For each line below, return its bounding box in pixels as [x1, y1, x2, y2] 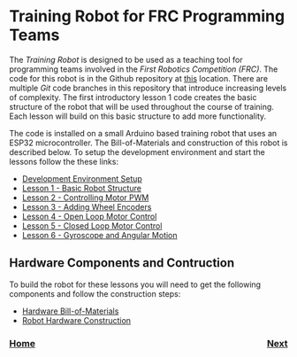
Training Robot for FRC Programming [9, 6, 286, 27]
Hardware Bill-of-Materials [21, 306, 119, 316]
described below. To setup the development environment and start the [9, 146, 265, 157]
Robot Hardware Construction [21, 314, 131, 325]
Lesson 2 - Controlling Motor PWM [21, 192, 149, 203]
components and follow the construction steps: [9, 288, 181, 299]
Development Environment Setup [21, 173, 143, 183]
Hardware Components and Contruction [9, 255, 235, 271]
